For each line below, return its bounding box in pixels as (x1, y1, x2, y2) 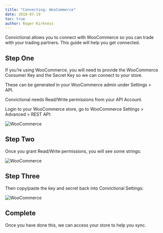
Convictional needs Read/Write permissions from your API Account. (5, 97, 143, 102)
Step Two (5, 135, 35, 143)
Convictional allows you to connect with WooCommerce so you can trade (5, 34, 154, 40)
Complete (5, 209, 36, 217)
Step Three (5, 172, 40, 180)
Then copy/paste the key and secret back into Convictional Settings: (5, 185, 144, 191)
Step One (5, 54, 34, 62)
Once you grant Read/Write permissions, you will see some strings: (5, 148, 141, 154)
